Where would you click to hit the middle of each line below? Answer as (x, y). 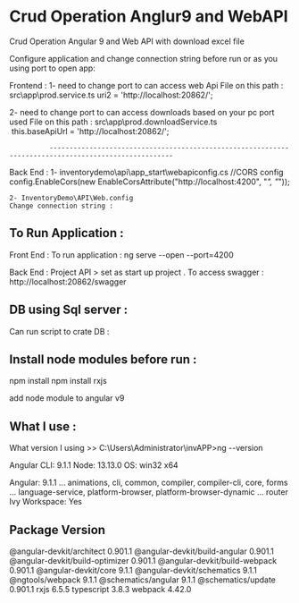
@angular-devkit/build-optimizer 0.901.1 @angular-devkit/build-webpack (143, 561)
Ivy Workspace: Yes (46, 502)
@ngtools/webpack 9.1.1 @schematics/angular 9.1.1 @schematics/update (143, 580)
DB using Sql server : (68, 310)
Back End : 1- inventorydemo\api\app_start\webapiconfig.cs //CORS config (146, 172)
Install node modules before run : (103, 359)
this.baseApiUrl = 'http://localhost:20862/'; (90, 131)
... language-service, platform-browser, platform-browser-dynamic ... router (149, 492)
